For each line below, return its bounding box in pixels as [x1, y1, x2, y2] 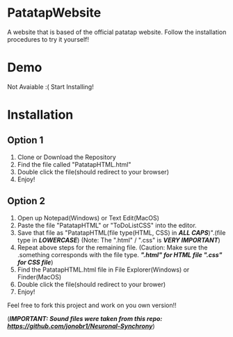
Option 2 [7, 195, 45, 207]
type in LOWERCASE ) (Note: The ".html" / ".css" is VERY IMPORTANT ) [17, 236, 220, 244]
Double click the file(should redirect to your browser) [17, 167, 169, 176]
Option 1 [7, 134, 44, 147]
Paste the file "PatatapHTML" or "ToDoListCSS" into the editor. [17, 221, 197, 229]
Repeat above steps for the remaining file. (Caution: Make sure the [17, 243, 208, 252]
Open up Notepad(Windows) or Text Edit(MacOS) [17, 213, 160, 222]
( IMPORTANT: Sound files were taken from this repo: [7, 314, 163, 322]
